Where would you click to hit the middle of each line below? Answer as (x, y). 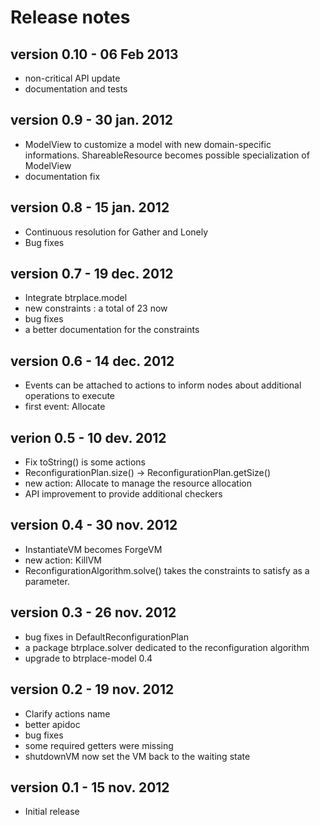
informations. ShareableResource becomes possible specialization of (167, 155)
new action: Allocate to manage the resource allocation (138, 483)
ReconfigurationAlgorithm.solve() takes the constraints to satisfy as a (167, 570)
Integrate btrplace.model (76, 298)
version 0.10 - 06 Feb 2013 (94, 54)
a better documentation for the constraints (112, 330)
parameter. (47, 581)
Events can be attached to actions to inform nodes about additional (163, 385)
